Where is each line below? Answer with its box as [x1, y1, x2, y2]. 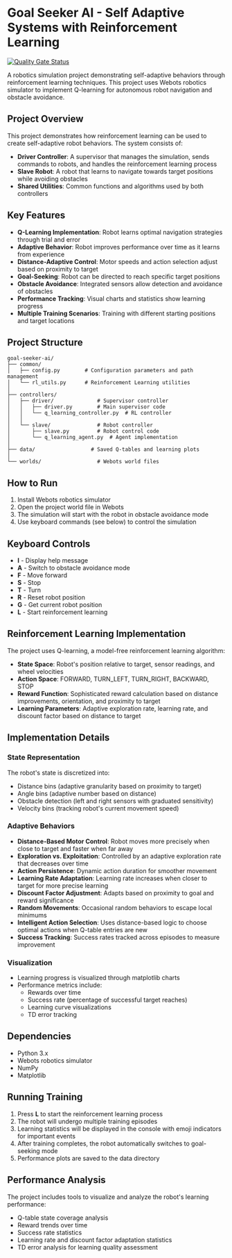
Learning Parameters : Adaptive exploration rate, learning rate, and [17, 704, 208, 713]
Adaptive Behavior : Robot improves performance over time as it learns [17, 242, 220, 251]
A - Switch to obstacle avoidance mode [17, 564, 130, 572]
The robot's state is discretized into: [7, 768, 110, 777]
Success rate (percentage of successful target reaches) [27, 995, 188, 1004]
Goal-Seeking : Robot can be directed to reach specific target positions [17, 272, 220, 281]
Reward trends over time [17, 1220, 88, 1229]
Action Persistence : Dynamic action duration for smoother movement [17, 866, 217, 875]
